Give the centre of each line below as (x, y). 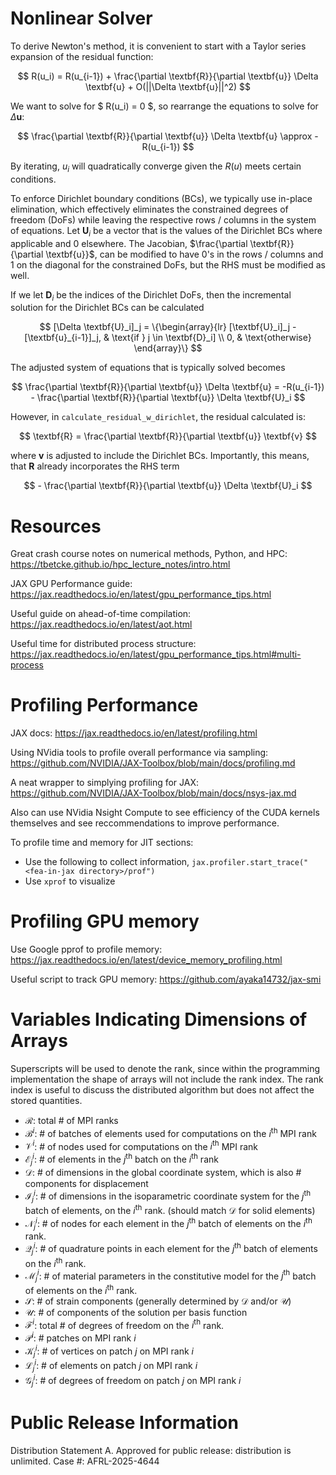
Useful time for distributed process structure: (103, 644)
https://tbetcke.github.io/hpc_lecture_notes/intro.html (120, 564)
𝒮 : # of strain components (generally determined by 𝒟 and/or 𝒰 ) (158, 1301)
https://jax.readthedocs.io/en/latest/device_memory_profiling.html (146, 960)
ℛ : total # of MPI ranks (71, 1121)
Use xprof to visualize (70, 881)
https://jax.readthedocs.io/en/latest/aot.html (101, 624)
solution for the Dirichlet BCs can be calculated (107, 308)
